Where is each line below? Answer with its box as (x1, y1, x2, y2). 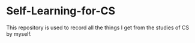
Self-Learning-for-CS (6, 4, 116, 18)
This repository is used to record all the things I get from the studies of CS (6, 24, 190, 31)
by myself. (6, 30, 32, 37)
